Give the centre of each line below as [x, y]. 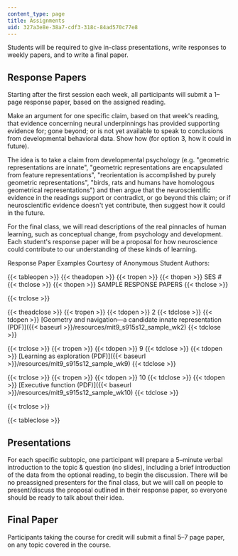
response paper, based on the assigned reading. [95, 102]
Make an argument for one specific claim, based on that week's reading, [113, 116]
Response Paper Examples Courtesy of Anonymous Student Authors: [108, 263]
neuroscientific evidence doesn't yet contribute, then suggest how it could [116, 205]
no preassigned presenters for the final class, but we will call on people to [115, 482]
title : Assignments [36, 21]
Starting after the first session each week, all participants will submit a [110, 95]
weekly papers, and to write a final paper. [68, 55]
